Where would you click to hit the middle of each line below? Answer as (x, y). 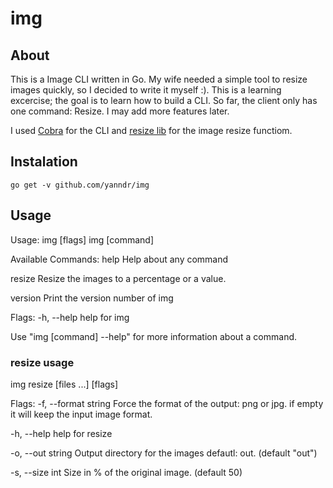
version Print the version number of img (92, 298)
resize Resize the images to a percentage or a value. (118, 278)
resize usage (42, 362)
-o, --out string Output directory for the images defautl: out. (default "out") (164, 453)
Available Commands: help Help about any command (119, 259)
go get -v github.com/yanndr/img (80, 185)
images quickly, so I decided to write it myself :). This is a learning (146, 90)
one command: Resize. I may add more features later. (120, 111)
